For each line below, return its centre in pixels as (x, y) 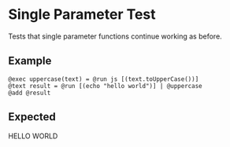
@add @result (30, 93)
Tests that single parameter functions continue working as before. (115, 36)
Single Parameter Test (82, 15)
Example (30, 61)
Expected (32, 117)
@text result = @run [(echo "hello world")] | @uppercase (105, 86)
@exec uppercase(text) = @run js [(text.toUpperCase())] (104, 79)
